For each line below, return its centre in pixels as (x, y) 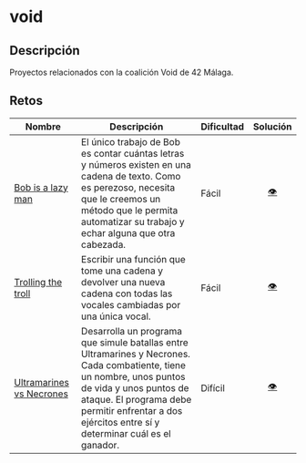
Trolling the (38, 282)
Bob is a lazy (41, 187)
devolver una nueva (123, 282)
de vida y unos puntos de (135, 387)
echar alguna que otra (128, 232)
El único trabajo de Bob (130, 141)
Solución (272, 127)
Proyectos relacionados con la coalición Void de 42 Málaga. (122, 72)
